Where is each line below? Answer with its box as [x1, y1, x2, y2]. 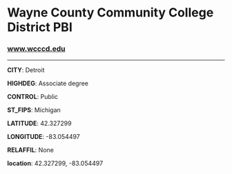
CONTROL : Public [7, 93, 59, 101]
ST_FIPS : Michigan [7, 106, 61, 114]
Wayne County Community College [7, 5, 214, 21]
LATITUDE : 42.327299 [7, 119, 72, 128]
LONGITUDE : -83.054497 [7, 133, 81, 141]
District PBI [7, 19, 72, 35]
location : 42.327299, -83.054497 [7, 160, 104, 168]
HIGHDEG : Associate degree [7, 79, 88, 87]
